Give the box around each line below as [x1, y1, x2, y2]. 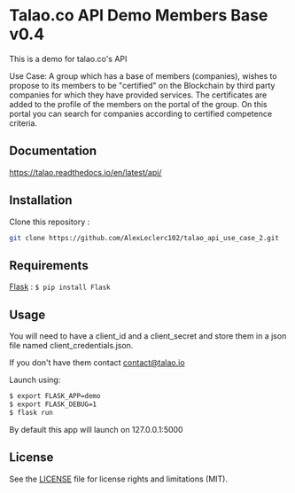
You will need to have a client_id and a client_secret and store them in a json [9, 331, 287, 341]
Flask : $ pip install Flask [9, 281, 111, 293]
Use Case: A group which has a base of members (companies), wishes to [9, 70, 277, 81]
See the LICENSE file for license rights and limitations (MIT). [9, 473, 229, 484]
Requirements [9, 258, 89, 273]
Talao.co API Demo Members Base [9, 5, 268, 26]
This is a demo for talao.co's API [9, 53, 128, 64]
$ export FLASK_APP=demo [9, 392, 101, 401]
